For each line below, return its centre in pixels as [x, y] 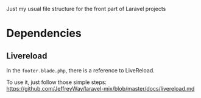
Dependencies [44, 33]
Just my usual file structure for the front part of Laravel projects [86, 9]
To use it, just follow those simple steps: [56, 82]
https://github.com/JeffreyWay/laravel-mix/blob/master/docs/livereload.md [100, 89]
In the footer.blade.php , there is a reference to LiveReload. [81, 70]
